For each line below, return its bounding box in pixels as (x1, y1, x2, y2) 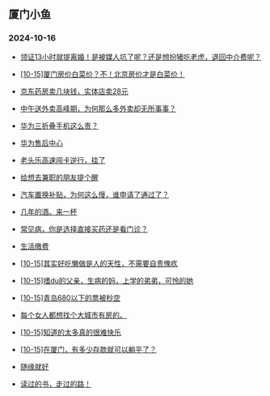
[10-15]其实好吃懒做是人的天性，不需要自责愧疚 (19, 258, 178, 268)
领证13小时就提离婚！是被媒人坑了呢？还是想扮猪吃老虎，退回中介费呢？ (19, 52, 262, 62)
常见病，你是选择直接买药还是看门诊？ (19, 224, 148, 233)
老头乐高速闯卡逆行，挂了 (19, 155, 106, 164)
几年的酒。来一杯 (19, 207, 78, 216)
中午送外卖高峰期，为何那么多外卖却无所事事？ (19, 104, 176, 113)
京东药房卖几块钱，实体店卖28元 (19, 86, 129, 96)
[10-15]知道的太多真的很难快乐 (19, 327, 121, 337)
